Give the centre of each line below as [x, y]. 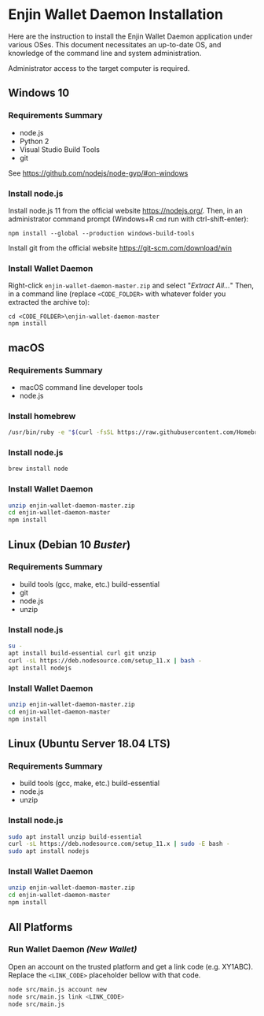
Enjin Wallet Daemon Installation [116, 15]
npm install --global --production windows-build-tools [101, 233]
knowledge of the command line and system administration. [105, 53]
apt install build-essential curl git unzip [82, 654]
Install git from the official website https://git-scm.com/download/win [120, 248]
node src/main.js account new [58, 989]
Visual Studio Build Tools [60, 149]
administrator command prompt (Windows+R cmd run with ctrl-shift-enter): [128, 219]
